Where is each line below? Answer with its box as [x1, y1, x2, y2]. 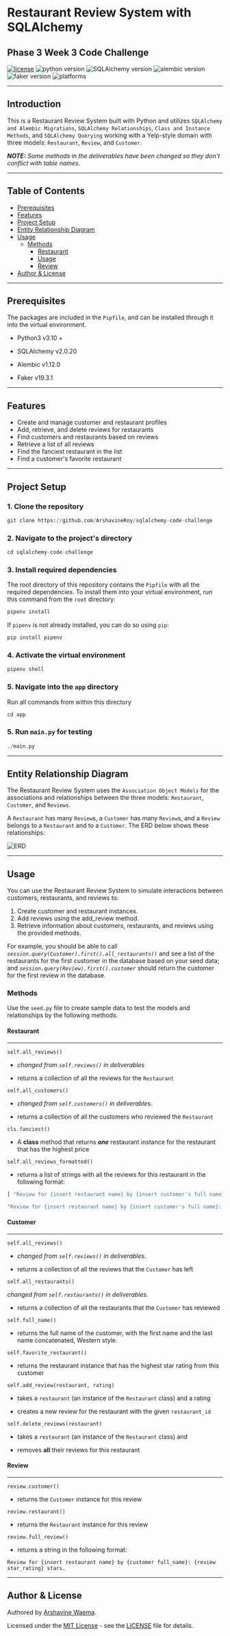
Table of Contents [7, 185, 86, 197]
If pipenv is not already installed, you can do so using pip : [7, 621, 170, 629]
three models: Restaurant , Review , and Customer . [7, 138, 142, 147]
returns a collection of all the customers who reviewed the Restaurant [16, 1112, 214, 1121]
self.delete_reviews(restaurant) [7, 1420, 103, 1427]
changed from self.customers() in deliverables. [16, 1099, 153, 1108]
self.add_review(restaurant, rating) [7, 1382, 115, 1389]
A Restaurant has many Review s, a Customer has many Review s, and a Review [7, 814, 220, 822]
